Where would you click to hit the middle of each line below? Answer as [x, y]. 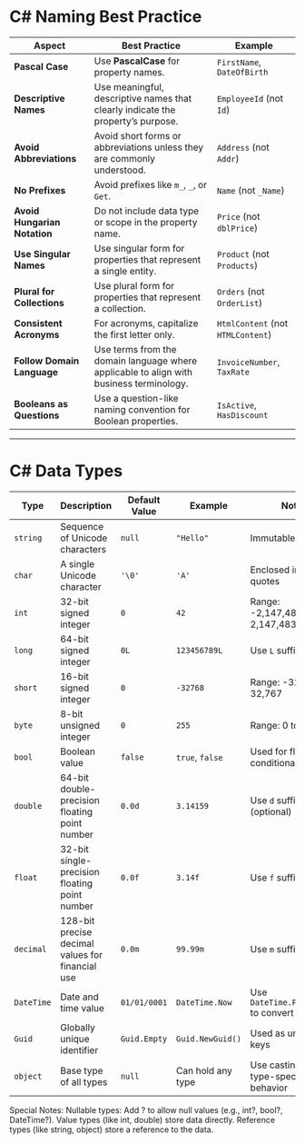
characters [84, 549]
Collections [39, 303]
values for [81, 954]
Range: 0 [269, 725]
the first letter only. [134, 334]
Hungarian [37, 222]
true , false [200, 757]
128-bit [78, 920]
